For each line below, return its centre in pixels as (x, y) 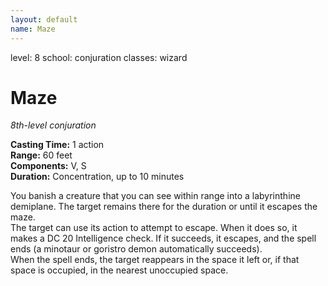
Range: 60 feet (41, 155)
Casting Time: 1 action (57, 145)
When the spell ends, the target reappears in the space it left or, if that (155, 260)
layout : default (44, 19)
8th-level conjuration (53, 125)
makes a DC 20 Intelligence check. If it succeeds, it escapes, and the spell (163, 238)
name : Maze (33, 29)
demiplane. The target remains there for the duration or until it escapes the (164, 207)
